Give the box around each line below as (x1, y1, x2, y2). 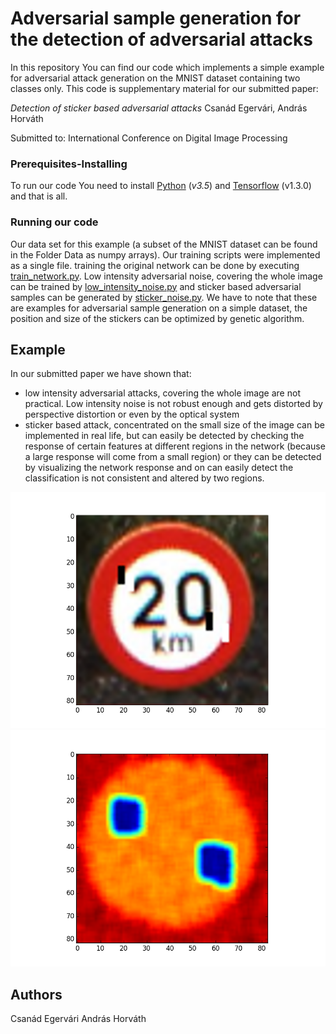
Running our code (10, 215, 99, 229)
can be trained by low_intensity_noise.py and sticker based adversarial (10, 280, 302, 292)
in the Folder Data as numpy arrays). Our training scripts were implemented (10, 248, 321, 261)
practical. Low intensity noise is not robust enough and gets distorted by (24, 398, 323, 410)
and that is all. (10, 190, 68, 202)
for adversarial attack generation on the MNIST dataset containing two (10, 72, 301, 84)
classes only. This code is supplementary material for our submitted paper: (10, 82, 319, 94)
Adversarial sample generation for (10, 7, 302, 30)
